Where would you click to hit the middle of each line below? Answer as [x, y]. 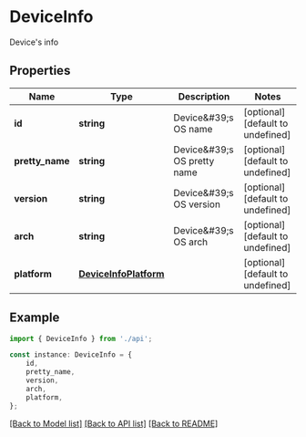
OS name [193, 129]
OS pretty [194, 161]
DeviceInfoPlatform [122, 274]
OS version [197, 204]
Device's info [34, 42]
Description [204, 96]
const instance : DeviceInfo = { [71, 355]
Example [35, 318]
